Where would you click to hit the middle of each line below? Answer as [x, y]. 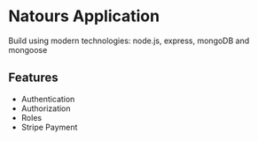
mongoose [28, 49]
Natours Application [84, 16]
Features [33, 78]
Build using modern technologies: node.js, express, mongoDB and [129, 41]
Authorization [46, 108]
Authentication [48, 99]
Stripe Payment [49, 127]
